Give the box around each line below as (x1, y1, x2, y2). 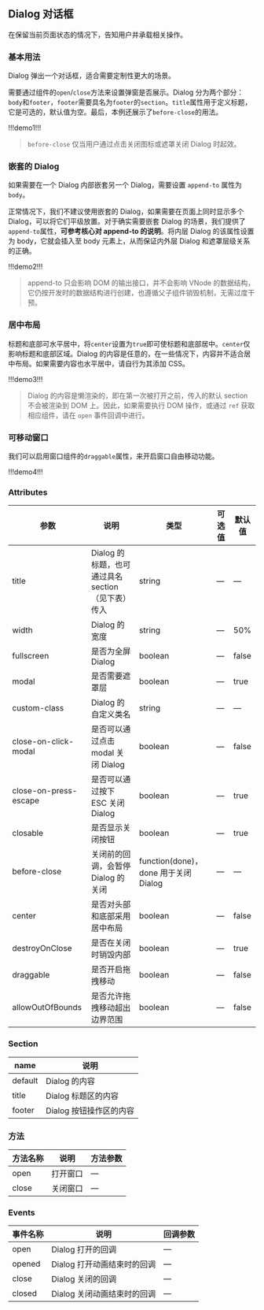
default (12, 1074, 38, 1085)
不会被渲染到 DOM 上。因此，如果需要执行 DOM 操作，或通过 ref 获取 (27, 400, 255, 410)
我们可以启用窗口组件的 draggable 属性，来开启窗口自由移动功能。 (8, 451, 219, 461)
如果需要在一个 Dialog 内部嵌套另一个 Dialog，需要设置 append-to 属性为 (8, 180, 242, 190)
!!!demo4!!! (8, 467, 43, 477)
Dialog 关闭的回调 (51, 1274, 117, 1285)
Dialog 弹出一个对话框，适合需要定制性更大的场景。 (8, 71, 175, 80)
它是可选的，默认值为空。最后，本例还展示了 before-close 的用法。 (8, 107, 222, 117)
